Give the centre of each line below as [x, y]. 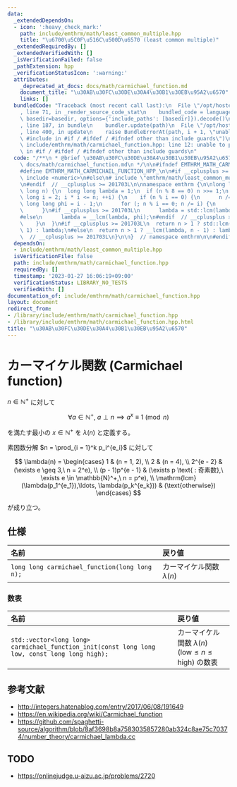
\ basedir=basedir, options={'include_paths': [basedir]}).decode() [123, 118]
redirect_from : [30, 309]
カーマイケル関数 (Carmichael [95, 366]
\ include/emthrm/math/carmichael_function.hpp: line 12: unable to [123, 145]
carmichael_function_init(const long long [83, 647]
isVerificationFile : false [53, 257]
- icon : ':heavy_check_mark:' [58, 27]
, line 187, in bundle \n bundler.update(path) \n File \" [111, 125]
